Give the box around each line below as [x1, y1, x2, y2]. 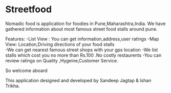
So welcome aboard [5, 67, 48, 74]
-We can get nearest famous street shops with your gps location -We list [5, 46, 158, 53]
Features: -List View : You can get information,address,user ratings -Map [5, 36, 159, 42]
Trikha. [5, 83, 20, 89]
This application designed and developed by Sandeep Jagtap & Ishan [5, 77, 152, 83]
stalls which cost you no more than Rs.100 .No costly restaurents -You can [5, 52, 162, 58]
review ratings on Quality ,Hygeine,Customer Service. [5, 57, 119, 63]
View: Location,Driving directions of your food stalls [5, 41, 115, 47]
